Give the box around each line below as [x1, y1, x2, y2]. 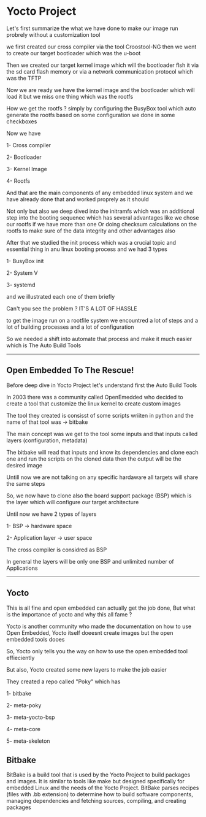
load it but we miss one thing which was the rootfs [6, 93, 134, 100]
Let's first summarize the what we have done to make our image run [6, 25, 179, 32]
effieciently [6, 654, 35, 661]
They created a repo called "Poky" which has [6, 678, 121, 685]
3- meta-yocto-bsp [6, 713, 55, 721]
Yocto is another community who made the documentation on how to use [6, 623, 192, 630]
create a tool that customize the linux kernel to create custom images [6, 400, 181, 407]
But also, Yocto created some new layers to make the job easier [6, 665, 167, 673]
